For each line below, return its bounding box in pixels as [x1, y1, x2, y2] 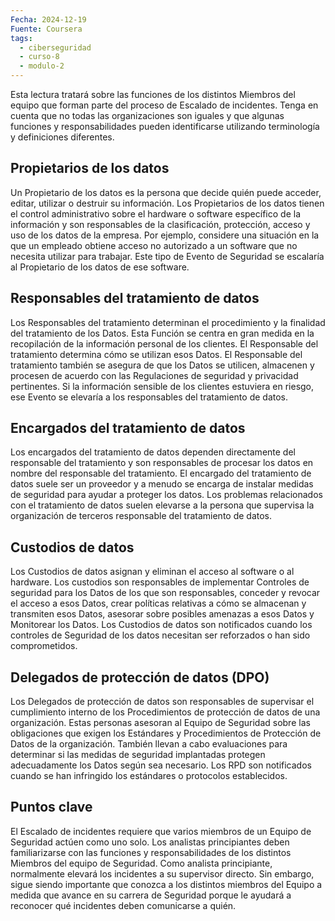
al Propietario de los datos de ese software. [10, 261, 190, 273]
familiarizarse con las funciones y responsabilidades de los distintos [10, 846, 292, 858]
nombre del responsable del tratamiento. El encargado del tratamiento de [10, 467, 312, 480]
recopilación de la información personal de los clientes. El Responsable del [10, 337, 319, 350]
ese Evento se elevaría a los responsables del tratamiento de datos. [10, 391, 289, 403]
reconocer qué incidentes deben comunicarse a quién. [10, 899, 237, 911]
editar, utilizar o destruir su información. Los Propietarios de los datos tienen [10, 197, 325, 209]
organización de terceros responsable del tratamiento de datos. [10, 510, 273, 522]
